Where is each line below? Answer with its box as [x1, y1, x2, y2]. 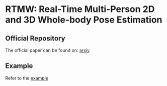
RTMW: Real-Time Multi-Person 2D [5, 3, 155, 15]
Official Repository [5, 34, 65, 42]
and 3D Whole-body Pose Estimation [5, 14, 162, 25]
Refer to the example [5, 75, 49, 81]
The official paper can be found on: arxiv [5, 47, 90, 53]
